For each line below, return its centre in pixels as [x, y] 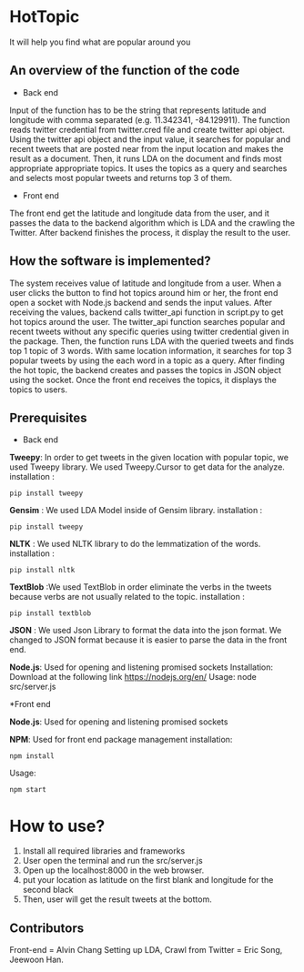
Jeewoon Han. [36, 960]
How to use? [57, 826]
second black [48, 890]
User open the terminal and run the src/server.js [112, 861]
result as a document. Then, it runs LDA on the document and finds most [146, 158]
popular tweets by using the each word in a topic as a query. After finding [147, 360]
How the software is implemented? [110, 261]
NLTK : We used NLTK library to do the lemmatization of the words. [135, 544]
